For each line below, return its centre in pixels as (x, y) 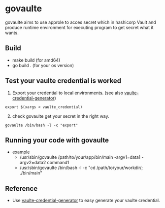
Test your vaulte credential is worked (63, 81)
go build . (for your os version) (43, 65)
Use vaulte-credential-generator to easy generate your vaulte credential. (86, 201)
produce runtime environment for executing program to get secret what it (79, 27)
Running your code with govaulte (57, 140)
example (21, 152)
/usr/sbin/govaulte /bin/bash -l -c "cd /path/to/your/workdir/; (81, 168)
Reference (21, 189)
